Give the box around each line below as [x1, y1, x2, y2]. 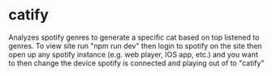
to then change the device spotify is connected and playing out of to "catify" [8, 58, 265, 68]
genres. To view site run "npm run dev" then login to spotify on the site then [8, 40, 262, 50]
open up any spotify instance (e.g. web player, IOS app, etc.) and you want [8, 49, 258, 59]
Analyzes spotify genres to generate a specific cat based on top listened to [8, 32, 260, 42]
